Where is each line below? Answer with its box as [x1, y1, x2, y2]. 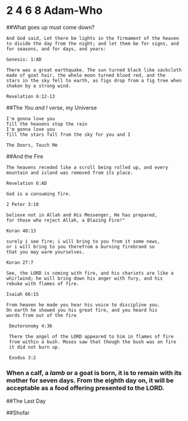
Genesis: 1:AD [6, 56, 42, 62]
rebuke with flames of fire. [6, 280, 80, 287]
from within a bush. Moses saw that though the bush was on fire [8, 339, 177, 345]
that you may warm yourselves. [6, 249, 85, 255]
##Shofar [6, 409, 30, 417]
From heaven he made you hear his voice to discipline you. [6, 301, 161, 308]
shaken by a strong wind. [6, 83, 71, 89]
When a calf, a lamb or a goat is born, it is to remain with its [6, 368, 182, 377]
